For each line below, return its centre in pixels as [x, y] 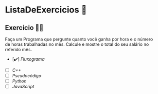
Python [19, 81]
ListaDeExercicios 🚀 [46, 10]
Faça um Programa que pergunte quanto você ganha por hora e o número [79, 39]
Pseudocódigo [26, 76]
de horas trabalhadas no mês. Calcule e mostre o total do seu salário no [77, 44]
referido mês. [18, 49]
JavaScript [23, 87]
